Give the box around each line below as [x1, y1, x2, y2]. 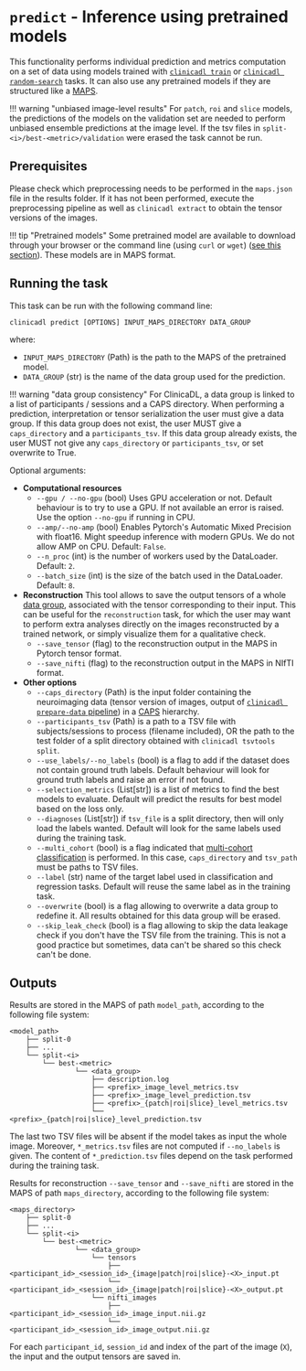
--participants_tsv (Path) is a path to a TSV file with [36, 715, 237, 726]
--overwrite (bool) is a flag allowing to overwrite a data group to [36, 900, 279, 911]
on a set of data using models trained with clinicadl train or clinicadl [9, 66, 280, 77]
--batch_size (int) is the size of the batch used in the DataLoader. [36, 570, 283, 581]
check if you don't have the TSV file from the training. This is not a [36, 929, 286, 940]
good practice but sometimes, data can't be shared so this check [36, 939, 281, 950]
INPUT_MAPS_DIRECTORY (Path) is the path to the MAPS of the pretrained [22, 351, 287, 362]
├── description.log [90, 1075, 170, 1085]
